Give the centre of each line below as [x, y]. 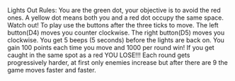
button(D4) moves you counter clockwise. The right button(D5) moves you [116, 32]
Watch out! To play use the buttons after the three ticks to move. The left [113, 25]
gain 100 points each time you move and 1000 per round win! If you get [111, 48]
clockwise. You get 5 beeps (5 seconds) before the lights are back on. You [116, 40]
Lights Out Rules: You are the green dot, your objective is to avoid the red [114, 10]
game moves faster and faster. [52, 70]
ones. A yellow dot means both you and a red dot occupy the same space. [116, 18]
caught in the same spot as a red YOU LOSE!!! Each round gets [99, 55]
